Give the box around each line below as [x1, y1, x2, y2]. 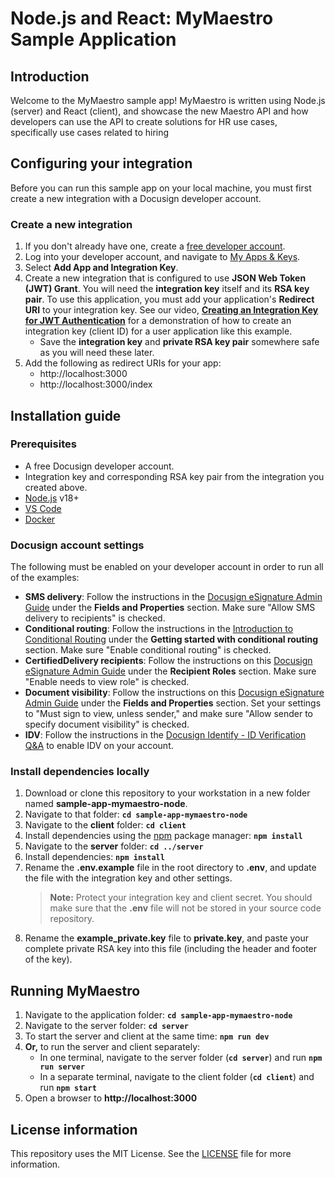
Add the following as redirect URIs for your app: [24, 357, 222, 369]
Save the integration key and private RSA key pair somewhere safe [39, 336, 320, 348]
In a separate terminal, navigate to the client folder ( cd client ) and [39, 1071, 315, 1083]
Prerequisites [10, 437, 77, 451]
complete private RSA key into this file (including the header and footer [24, 943, 318, 955]
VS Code [24, 502, 62, 514]
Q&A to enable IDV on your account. [24, 740, 174, 752]
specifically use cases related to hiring [10, 127, 170, 138]
